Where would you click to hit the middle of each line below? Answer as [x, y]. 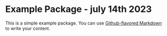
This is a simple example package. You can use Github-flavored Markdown [83, 23]
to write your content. [28, 28]
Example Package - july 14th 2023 [79, 9]
